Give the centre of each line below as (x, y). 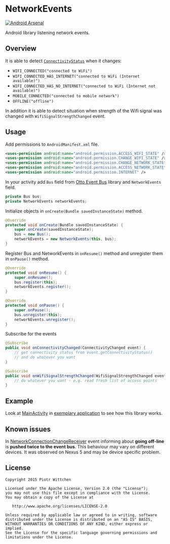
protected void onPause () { (35, 306)
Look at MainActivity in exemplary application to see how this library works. (84, 413)
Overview (21, 49)
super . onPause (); (33, 310)
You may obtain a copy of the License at (50, 497)
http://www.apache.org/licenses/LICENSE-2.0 (60, 506)
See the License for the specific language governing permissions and (81, 533)
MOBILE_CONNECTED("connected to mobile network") (66, 96)
